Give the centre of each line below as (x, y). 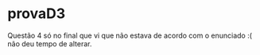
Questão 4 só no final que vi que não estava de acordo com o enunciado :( (130, 35)
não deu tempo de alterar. (50, 43)
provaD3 (37, 14)
